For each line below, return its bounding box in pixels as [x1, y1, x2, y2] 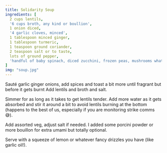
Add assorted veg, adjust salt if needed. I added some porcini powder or [5, 122, 154, 128]
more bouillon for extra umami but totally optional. [5, 127, 107, 133]
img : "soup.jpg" [5, 68, 39, 73]
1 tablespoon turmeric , [9, 40, 59, 45]
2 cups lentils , [9, 16, 43, 21]
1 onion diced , [9, 26, 41, 31]
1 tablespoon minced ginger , [9, 35, 70, 40]
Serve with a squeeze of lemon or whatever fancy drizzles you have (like [5, 137, 154, 143]
